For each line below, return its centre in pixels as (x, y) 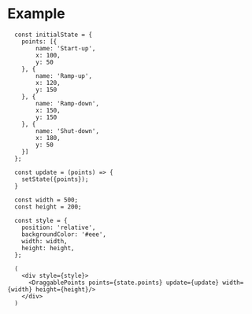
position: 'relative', (59, 227)
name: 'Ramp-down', (68, 103)
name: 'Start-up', (66, 48)
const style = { (41, 220)
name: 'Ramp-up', (64, 76)
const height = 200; (48, 207)
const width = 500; (46, 200)
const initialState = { (53, 35)
